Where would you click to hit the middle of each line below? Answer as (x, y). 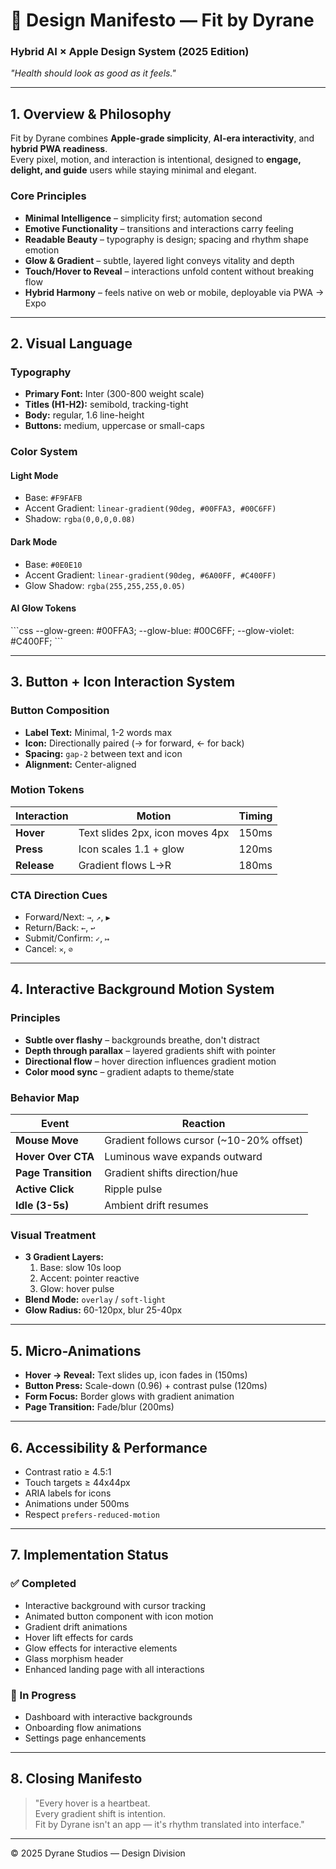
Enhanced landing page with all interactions (114, 1669)
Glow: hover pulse (77, 1289)
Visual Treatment (53, 1235)
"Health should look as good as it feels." (93, 73)
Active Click (45, 1189)
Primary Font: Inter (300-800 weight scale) (114, 394)
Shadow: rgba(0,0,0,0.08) (80, 519)
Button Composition (60, 711)
